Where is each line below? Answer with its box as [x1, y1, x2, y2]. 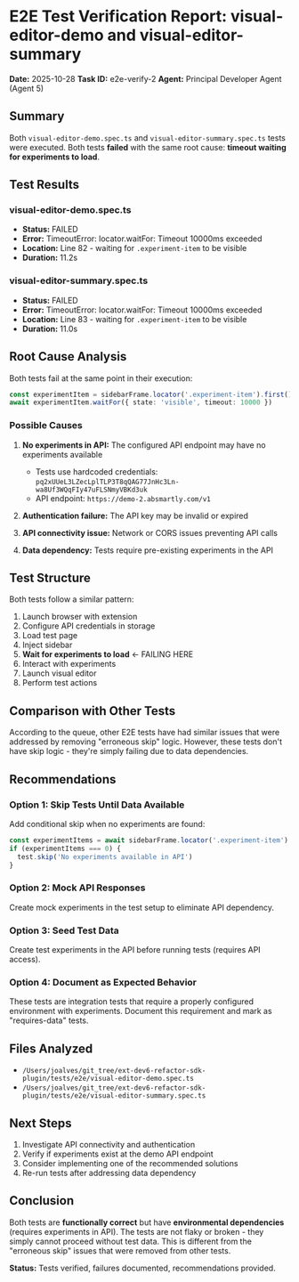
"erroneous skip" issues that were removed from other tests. [9, 1245, 231, 1256]
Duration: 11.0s [21, 323, 78, 334]
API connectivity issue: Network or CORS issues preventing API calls [21, 527, 279, 538]
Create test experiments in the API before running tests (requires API [9, 945, 261, 954]
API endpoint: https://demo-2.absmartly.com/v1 [35, 492, 211, 504]
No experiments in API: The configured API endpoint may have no [21, 439, 266, 450]
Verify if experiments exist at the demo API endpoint [21, 1148, 214, 1159]
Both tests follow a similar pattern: [9, 594, 134, 604]
